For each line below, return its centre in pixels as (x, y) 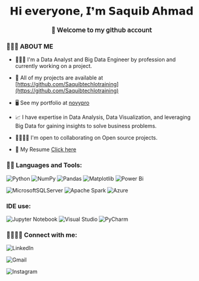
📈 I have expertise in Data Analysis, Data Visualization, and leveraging (103, 117)
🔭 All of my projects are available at (59, 78)
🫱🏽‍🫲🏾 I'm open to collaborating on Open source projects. (86, 138)
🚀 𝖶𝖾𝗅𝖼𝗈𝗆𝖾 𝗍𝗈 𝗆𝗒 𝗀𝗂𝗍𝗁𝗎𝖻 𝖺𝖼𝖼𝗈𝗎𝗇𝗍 (102, 30)
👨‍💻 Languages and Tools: (44, 165)
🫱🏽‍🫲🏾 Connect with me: (42, 235)
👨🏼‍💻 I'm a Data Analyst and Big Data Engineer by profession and (95, 59)
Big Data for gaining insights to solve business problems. (86, 126)
